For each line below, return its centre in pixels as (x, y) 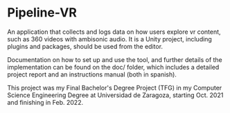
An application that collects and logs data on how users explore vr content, (114, 32)
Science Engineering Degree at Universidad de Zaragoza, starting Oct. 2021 (115, 95)
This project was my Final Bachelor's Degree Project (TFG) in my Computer (115, 88)
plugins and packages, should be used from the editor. (85, 46)
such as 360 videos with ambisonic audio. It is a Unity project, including (110, 39)
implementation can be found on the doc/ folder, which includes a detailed (113, 67)
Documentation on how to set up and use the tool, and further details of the (115, 59)
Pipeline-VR (42, 13)
